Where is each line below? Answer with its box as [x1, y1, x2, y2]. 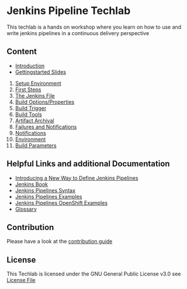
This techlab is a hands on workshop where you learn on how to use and [6, 23, 182, 30]
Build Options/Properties [15, 98, 75, 105]
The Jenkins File [15, 92, 55, 99]
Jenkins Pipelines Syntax [15, 187, 75, 194]
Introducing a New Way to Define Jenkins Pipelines [15, 174, 138, 181]
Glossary [15, 205, 37, 212]
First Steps [15, 86, 41, 93]
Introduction [15, 62, 45, 69]
